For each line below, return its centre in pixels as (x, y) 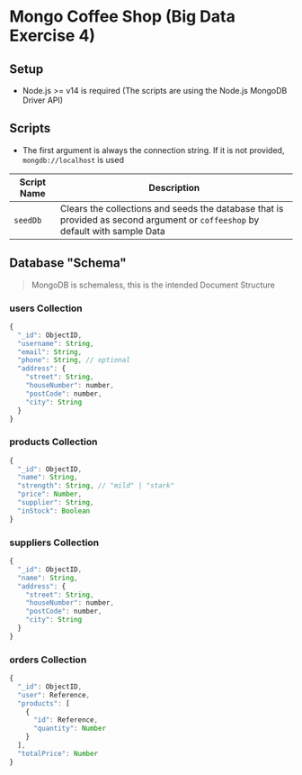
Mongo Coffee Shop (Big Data (122, 17)
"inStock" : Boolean (54, 511)
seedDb (28, 220)
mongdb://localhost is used (73, 160)
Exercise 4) (53, 36)
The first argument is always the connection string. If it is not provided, (153, 150)
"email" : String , (50, 352)
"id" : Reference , (66, 720)
